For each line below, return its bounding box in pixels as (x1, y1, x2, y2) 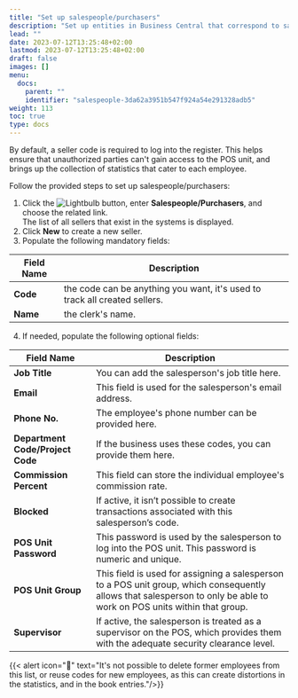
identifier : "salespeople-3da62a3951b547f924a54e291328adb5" (25, 95, 255, 105)
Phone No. (13, 412, 59, 424)
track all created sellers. (63, 294, 164, 306)
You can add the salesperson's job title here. (96, 367, 281, 379)
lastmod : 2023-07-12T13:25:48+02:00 (9, 46, 145, 55)
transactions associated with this (96, 506, 233, 517)
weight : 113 (9, 104, 53, 113)
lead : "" (9, 29, 42, 38)
